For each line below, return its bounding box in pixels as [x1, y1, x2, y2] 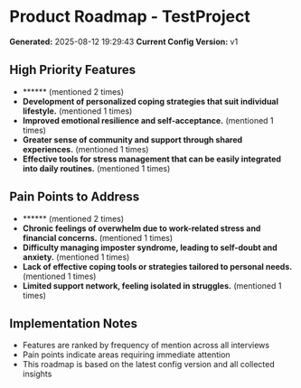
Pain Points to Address [9, 189, 140, 205]
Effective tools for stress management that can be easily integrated [22, 153, 282, 164]
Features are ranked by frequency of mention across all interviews [22, 340, 269, 351]
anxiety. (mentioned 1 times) [22, 251, 130, 263]
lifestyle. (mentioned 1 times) [22, 106, 133, 116]
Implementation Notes [9, 316, 138, 331]
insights [22, 368, 52, 380]
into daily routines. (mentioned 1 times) [22, 162, 171, 173]
